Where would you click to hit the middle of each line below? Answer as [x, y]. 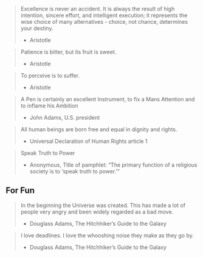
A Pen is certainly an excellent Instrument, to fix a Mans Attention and [108, 99]
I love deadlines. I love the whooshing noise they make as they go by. [107, 235]
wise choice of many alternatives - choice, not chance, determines [104, 22]
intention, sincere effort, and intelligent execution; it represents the [104, 15]
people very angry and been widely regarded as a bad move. [97, 212]
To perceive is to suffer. [50, 75]
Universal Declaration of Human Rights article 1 [88, 141]
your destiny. [37, 28]
